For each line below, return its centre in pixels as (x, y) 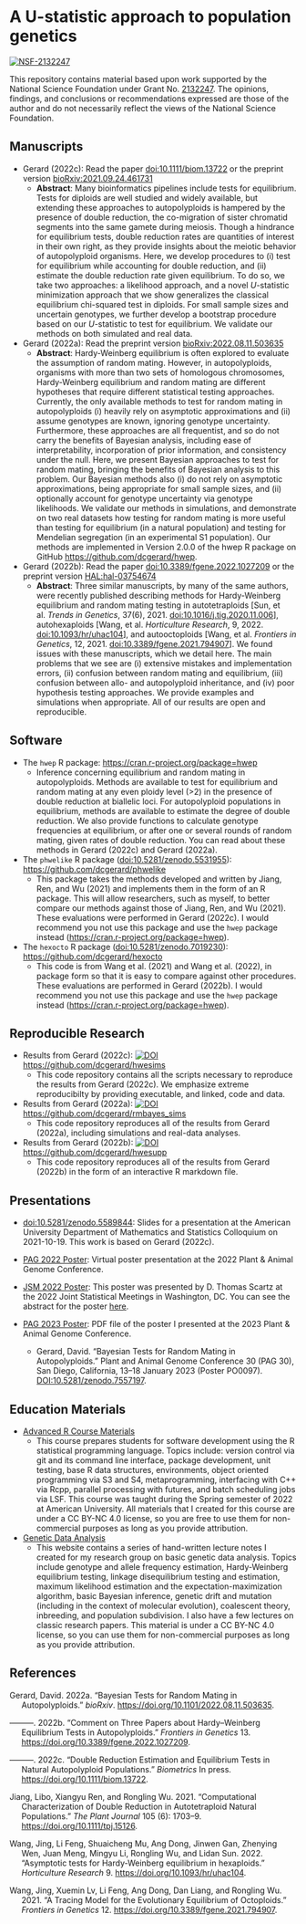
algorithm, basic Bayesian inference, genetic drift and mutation (154, 1596)
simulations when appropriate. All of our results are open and (151, 702)
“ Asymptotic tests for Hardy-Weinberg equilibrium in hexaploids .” (143, 1863)
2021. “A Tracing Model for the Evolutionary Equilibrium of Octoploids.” (154, 1899)
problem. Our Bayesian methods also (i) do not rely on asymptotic (159, 479)
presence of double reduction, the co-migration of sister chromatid (162, 217)
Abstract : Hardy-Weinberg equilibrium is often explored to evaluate (163, 352)
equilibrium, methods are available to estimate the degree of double (163, 810)
